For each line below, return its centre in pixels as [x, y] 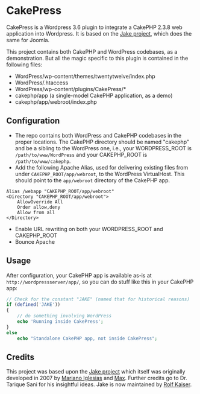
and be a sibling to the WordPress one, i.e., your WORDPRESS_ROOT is [103, 148]
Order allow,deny [39, 207]
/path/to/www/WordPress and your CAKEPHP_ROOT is [81, 154]
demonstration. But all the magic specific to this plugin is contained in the [97, 58]
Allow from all [36, 212]
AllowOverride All [40, 202]
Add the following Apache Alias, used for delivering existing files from [102, 167]
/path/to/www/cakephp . [43, 161]
